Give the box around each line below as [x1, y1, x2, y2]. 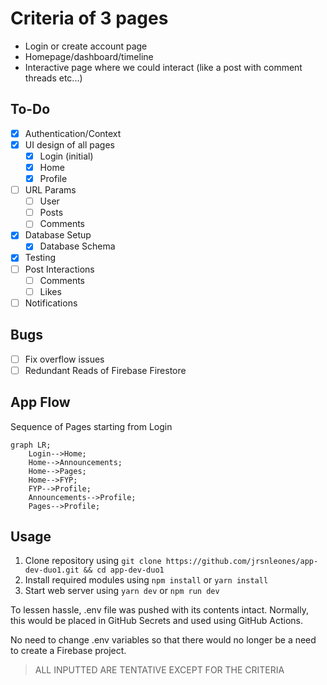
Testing [24, 252, 57, 264]
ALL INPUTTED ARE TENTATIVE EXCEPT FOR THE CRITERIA [34, 664, 285, 676]
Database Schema [39, 240, 116, 252]
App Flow [10, 394, 71, 411]
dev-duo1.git [24, 565, 80, 576]
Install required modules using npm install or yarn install [24, 574, 269, 586]
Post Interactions [24, 263, 95, 275]
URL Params [24, 184, 77, 196]
